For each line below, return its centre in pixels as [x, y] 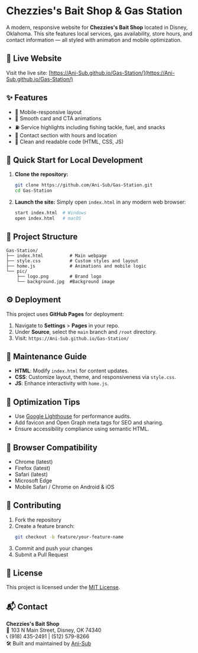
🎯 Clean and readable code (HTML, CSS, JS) [69, 141]
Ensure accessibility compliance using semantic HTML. [82, 429]
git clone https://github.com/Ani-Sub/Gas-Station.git [84, 185]
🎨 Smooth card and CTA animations [58, 118]
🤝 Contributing [34, 505]
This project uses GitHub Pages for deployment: [65, 314]
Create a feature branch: [45, 526]
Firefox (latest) [33, 468]
